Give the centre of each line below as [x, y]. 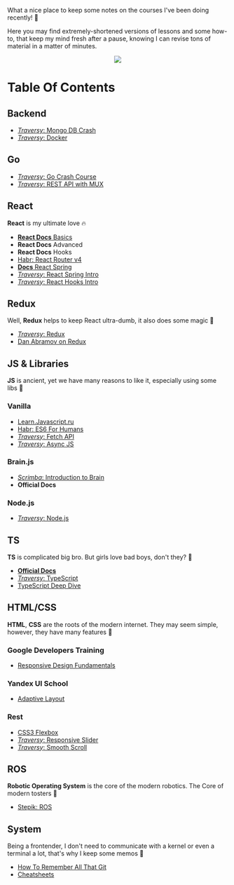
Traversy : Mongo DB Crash [57, 130]
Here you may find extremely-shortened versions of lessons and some [109, 31]
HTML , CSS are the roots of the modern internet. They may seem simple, [113, 624]
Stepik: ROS [35, 807]
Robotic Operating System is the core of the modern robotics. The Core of [116, 786]
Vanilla [19, 406]
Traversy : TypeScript [48, 578]
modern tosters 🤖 [32, 793]
